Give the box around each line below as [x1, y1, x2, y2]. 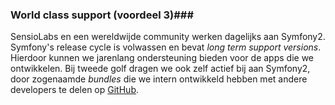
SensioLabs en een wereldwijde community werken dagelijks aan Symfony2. [10, 31, 326, 43]
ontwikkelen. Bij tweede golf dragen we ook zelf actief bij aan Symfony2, [10, 63, 311, 75]
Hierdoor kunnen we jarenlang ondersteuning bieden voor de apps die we [10, 52, 315, 64]
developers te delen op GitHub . [10, 84, 139, 96]
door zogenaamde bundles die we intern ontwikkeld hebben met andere [10, 73, 308, 85]
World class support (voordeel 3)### [10, 8, 195, 22]
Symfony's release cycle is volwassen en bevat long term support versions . [10, 41, 322, 53]
